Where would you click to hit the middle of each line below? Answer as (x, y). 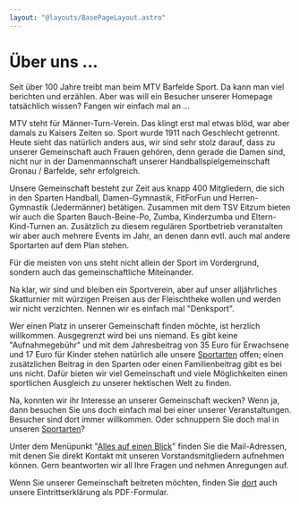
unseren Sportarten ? (47, 429)
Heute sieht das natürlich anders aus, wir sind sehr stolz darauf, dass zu (142, 142)
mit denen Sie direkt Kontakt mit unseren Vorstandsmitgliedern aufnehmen (147, 455)
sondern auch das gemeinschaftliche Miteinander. (102, 272)
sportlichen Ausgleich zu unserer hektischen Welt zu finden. (120, 382)
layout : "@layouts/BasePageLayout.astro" (88, 17)
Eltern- (264, 217)
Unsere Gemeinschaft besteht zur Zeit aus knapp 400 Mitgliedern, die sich (147, 188)
